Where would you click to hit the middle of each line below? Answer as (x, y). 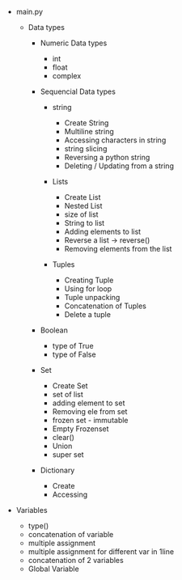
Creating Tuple (89, 280)
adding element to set (89, 403)
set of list (68, 394)
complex (67, 76)
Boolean (54, 330)
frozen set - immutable (90, 420)
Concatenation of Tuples (106, 306)
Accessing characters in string (115, 140)
